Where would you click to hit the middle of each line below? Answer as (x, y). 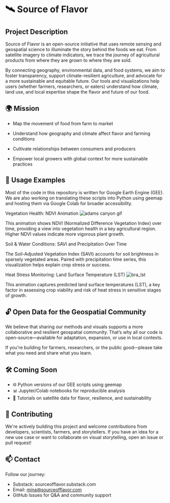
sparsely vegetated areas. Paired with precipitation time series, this (76, 259)
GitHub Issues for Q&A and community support (62, 495)
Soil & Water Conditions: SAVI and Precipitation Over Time (66, 244)
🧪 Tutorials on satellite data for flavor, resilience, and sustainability (82, 398)
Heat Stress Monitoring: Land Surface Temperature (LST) (65, 275)
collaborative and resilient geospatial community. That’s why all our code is (84, 332)
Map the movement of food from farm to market (63, 123)
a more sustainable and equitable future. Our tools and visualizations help (82, 81)
